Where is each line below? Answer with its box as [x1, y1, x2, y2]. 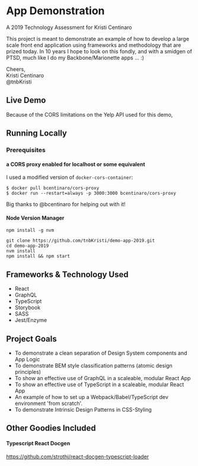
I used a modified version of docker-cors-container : [6, 173, 133, 181]
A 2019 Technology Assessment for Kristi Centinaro [6, 24, 132, 31]
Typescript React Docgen [6, 440, 71, 447]
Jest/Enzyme [14, 317, 47, 324]
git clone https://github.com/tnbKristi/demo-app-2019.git [6, 238, 155, 244]
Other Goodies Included [6, 423, 96, 433]
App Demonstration [6, 4, 105, 18]
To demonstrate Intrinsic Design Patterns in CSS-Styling [14, 406, 152, 413]
